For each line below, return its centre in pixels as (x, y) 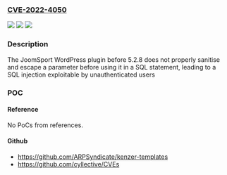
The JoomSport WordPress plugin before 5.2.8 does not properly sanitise (114, 59)
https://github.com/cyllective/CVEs (68, 164)
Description (28, 44)
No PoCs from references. (45, 125)
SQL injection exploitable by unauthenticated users (81, 74)
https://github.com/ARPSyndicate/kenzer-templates (93, 157)
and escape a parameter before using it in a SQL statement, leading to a (112, 67)
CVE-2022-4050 (37, 10)
